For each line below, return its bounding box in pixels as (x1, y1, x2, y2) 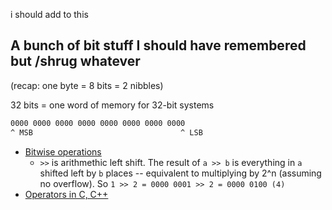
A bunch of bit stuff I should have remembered (10, 37, 307, 54)
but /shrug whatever (10, 53, 141, 70)
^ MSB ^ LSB (10, 127, 203, 138)
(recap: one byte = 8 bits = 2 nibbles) (10, 79, 164, 91)
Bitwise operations (24, 145, 102, 158)
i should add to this (10, 9, 89, 20)
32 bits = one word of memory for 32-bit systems (10, 99, 215, 111)
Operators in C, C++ (24, 188, 109, 200)
